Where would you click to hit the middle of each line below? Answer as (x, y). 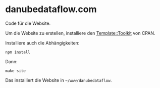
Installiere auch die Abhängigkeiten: (42, 43)
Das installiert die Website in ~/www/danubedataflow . (59, 80)
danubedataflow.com (51, 9)
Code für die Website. (28, 23)
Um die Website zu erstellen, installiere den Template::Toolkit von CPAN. (80, 33)
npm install (18, 52)
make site (16, 71)
